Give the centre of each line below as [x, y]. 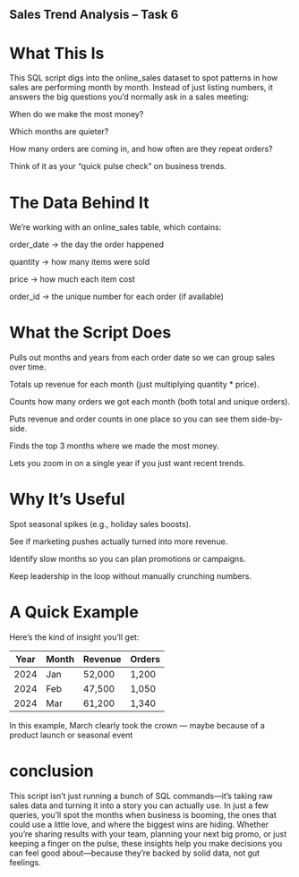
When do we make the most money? [77, 115]
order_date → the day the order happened [86, 244]
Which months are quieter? [59, 132]
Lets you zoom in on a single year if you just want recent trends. [128, 464]
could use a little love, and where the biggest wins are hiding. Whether [139, 825]
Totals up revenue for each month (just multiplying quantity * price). [134, 385]
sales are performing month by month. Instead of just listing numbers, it [141, 88]
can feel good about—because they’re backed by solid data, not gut [135, 853]
